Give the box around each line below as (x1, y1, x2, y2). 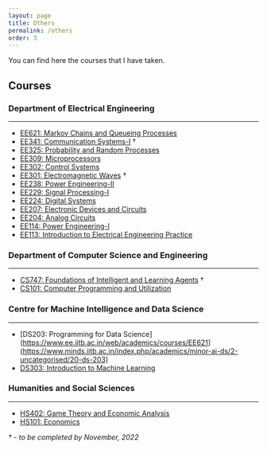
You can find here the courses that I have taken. (8, 56, 165, 65)
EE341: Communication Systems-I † (19, 136, 137, 146)
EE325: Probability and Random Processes (19, 145, 161, 155)
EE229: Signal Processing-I (19, 187, 110, 197)
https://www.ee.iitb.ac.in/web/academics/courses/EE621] (22, 338, 211, 347)
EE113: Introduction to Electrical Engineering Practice (19, 229, 193, 239)
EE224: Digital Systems (19, 196, 97, 205)
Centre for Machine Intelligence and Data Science (8, 303, 204, 315)
